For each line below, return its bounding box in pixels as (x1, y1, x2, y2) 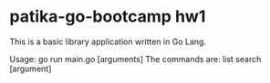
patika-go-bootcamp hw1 (9, 6, 206, 27)
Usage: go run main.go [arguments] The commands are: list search (9, 53, 262, 64)
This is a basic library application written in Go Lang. (9, 36, 207, 47)
